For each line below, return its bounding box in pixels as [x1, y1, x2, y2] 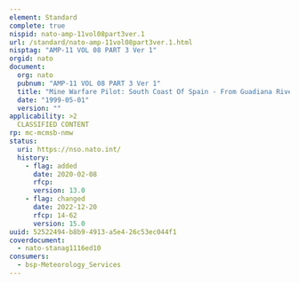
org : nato [17, 71, 53, 80]
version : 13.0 [32, 186, 86, 195]
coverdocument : [9, 236, 66, 245]
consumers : [9, 252, 50, 262]
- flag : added [25, 161, 77, 170]
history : [17, 153, 50, 162]
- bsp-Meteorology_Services [17, 261, 122, 270]
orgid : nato [9, 54, 53, 63]
